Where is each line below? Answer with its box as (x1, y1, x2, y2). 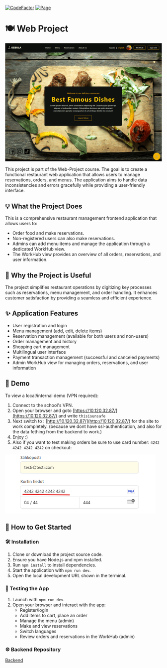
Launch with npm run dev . (12, 596, 65, 602)
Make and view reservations (19, 623, 78, 629)
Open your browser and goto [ (12, 407, 75, 413)
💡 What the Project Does (5, 202, 83, 210)
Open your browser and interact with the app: (12, 602, 106, 608)
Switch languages (19, 628, 57, 634)
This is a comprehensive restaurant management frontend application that (5, 215, 157, 221)
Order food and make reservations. (12, 230, 84, 236)
